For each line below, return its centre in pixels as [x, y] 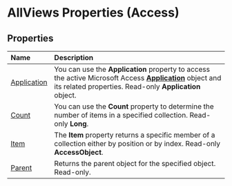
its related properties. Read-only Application [127, 86]
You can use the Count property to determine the [134, 106]
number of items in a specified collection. [121, 115]
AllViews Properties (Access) [93, 13]
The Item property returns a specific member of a [135, 135]
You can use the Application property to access [132, 69]
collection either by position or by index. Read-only [137, 143]
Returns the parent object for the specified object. [135, 164]
